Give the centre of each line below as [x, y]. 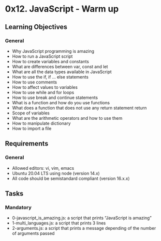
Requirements [27, 144]
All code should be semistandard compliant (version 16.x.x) [71, 178]
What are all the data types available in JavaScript [62, 72]
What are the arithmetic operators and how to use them [67, 118]
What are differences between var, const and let [60, 66]
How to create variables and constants [51, 61]
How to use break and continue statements [55, 97]
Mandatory [18, 207]
